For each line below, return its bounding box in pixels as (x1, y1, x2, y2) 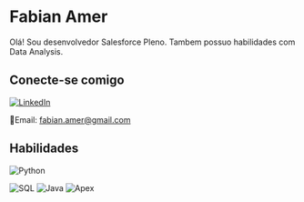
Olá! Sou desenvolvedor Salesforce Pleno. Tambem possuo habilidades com (9, 36, 296, 47)
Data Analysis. (9, 45, 64, 56)
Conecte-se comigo (9, 73, 125, 88)
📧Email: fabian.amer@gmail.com (9, 114, 131, 125)
